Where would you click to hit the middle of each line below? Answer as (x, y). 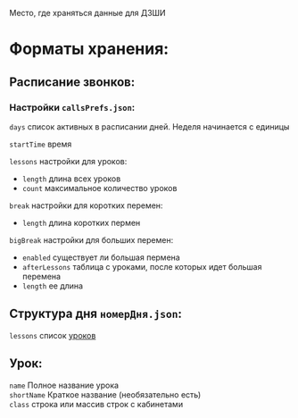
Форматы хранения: (89, 49)
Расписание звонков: (72, 82)
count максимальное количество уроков (99, 188)
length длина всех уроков (71, 179)
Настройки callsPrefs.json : (72, 107)
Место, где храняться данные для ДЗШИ (88, 13)
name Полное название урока (64, 385)
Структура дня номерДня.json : (96, 314)
